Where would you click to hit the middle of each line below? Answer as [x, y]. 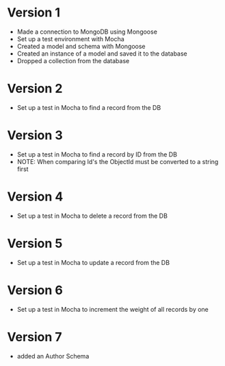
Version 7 [35, 337]
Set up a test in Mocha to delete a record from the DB [92, 216]
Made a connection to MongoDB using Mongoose [87, 32]
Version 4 [35, 196]
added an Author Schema [53, 356]
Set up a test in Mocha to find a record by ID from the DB [97, 154]
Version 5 [35, 243]
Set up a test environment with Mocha [70, 38]
